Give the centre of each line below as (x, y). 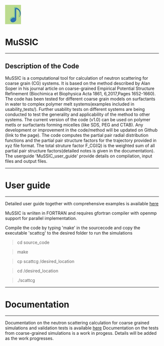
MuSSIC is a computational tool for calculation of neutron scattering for (77, 78)
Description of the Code (42, 66)
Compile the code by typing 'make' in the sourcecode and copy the (73, 228)
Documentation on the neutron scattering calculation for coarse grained (77, 323)
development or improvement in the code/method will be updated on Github (81, 130)
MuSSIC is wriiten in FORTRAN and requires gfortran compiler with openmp (81, 213)
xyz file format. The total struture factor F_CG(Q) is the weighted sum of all (80, 145)
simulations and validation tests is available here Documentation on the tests (82, 328)
